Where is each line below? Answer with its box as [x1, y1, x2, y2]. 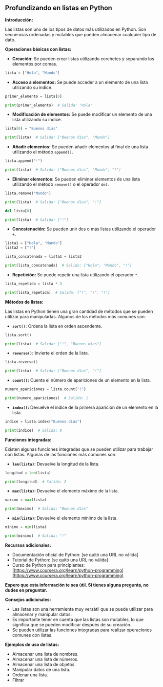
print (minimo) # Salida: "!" [5, 533, 67, 538]
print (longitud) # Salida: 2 [5, 479, 67, 484]
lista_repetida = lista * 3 [5, 281, 62, 286]
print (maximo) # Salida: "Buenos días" [5, 506, 89, 511]
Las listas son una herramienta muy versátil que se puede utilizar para [12, 606, 153, 612]
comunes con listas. [12, 632, 53, 638]
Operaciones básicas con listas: [5, 46, 72, 52]
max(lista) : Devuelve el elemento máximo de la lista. [12, 488, 119, 494]
